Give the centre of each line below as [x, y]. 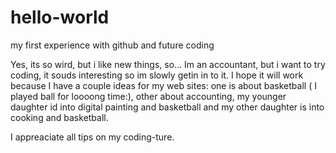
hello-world [60, 17]
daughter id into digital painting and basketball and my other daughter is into [167, 107]
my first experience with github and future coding [112, 45]
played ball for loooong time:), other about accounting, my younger [148, 96]
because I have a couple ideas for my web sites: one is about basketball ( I [163, 85]
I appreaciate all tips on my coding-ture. [92, 137]
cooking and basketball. [59, 117]
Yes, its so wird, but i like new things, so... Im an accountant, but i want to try [168, 64]
